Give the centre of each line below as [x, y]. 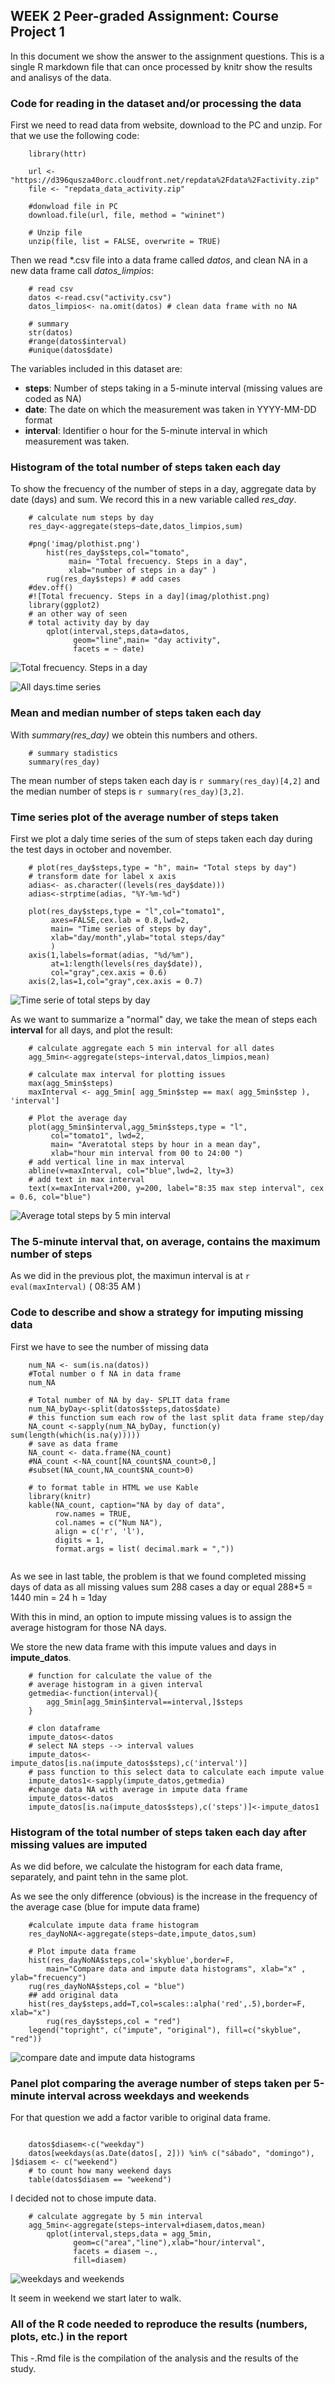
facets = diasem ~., [116, 2252]
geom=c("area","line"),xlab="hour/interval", [170, 2243]
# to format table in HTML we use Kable [113, 1487]
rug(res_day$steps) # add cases [114, 579]
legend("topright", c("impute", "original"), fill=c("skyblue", [165, 2030]
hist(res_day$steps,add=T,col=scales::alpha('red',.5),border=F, [167, 2004]
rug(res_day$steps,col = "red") [114, 2021]
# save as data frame [73, 1444]
